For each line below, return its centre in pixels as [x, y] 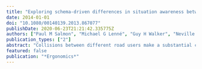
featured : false [26, 51]
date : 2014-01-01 [28, 17]
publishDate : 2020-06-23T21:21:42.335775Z [60, 28]
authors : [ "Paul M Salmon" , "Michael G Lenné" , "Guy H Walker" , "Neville [101, 34]
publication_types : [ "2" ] [38, 40]
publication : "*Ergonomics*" [43, 56]
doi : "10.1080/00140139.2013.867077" [54, 23]
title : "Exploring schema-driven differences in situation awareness [95, 12]
